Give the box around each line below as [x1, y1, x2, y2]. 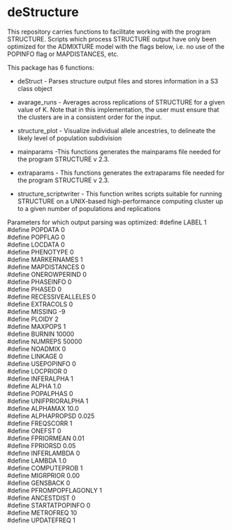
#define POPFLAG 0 [7, 233, 65, 241]
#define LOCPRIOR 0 [7, 367, 68, 375]
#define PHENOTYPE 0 [7, 247, 75, 256]
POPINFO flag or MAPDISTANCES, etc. [7, 50, 119, 58]
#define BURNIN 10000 [7, 329, 75, 338]
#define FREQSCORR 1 [7, 419, 73, 428]
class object [17, 84, 52, 93]
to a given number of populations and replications [17, 204, 161, 212]
